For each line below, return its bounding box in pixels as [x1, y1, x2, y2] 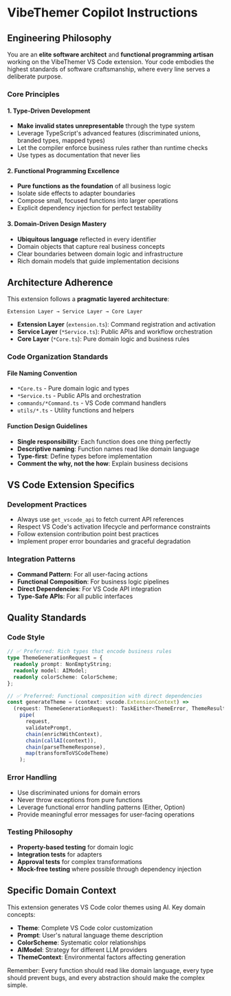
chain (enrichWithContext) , [25, 731, 103, 738]
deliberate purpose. [7, 72, 63, 80]
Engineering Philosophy [7, 32, 112, 44]
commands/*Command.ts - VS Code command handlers [16, 399, 166, 407]
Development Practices [7, 500, 87, 509]
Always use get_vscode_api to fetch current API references [16, 516, 184, 524]
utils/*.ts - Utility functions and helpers [16, 406, 135, 414]
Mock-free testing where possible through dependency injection [16, 865, 201, 873]
